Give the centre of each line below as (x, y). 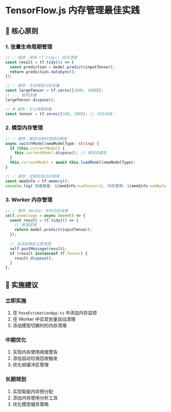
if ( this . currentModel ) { (38, 148)
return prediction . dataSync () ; (43, 72)
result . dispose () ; (34, 258)
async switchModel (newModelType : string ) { (52, 143)
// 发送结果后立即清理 (30, 244)
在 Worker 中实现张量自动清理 (44, 319)
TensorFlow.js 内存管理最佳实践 (73, 10)
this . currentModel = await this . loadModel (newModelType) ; (73, 163)
